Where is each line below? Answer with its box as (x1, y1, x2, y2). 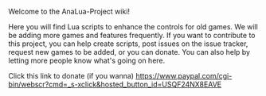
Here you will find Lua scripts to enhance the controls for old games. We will (8, 22, 259, 31)
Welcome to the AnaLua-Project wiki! (8, 7, 130, 16)
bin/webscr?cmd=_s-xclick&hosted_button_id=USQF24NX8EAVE (8, 79, 221, 89)
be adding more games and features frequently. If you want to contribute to (8, 31, 256, 40)
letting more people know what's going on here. (8, 56, 166, 65)
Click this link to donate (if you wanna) (8, 71, 134, 80)
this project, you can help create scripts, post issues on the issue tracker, (8, 39, 248, 48)
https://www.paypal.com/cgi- (135, 71, 233, 80)
